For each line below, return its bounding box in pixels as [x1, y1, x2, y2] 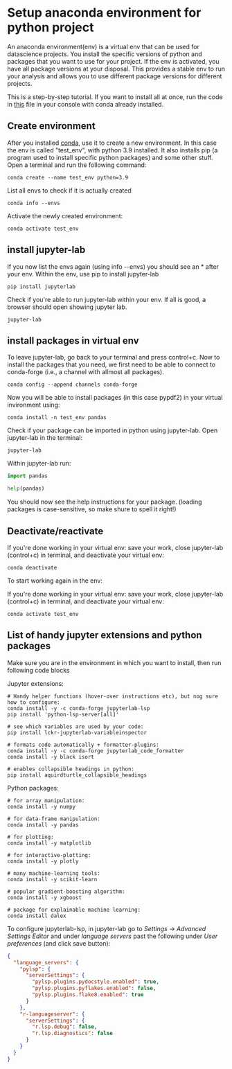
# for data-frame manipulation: [7, 815, 100, 822]
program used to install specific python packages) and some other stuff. [7, 153, 213, 161]
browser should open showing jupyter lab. [7, 303, 127, 311]
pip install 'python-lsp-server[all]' [7, 711, 119, 718]
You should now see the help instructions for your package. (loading [7, 497, 202, 506]
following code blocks [7, 666, 71, 674]
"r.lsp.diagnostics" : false [32, 1030, 113, 1037]
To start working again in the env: [7, 576, 102, 585]
